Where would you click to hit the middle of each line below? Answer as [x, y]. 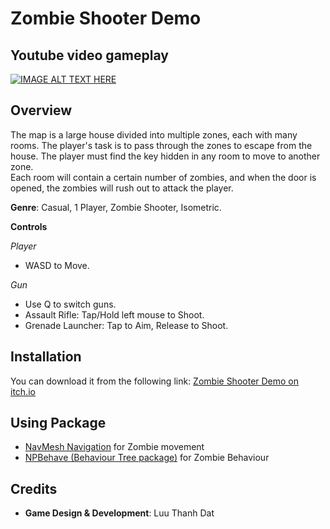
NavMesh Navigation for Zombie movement [114, 447]
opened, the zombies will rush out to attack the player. [122, 188]
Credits [34, 488]
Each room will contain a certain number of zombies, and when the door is [163, 177]
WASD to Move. [57, 265]
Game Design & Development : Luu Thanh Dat [119, 513]
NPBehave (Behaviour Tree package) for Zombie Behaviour [147, 458]
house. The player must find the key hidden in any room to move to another [165, 156]
